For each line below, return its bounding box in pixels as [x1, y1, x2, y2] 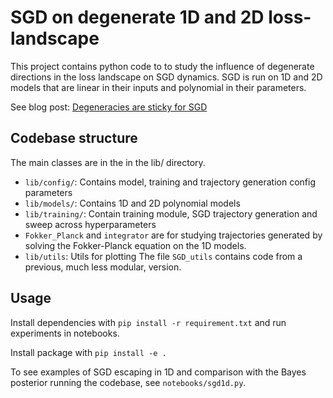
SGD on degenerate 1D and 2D [10, 6, 265, 29]
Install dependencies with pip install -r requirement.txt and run [10, 316, 287, 328]
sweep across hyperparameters [24, 218, 157, 230]
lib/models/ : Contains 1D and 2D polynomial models [24, 197, 241, 209]
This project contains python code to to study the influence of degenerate [10, 60, 315, 72]
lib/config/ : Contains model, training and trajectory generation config [24, 176, 316, 188]
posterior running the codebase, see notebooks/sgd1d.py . [10, 376, 247, 388]
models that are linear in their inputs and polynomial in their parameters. [10, 81, 307, 93]
